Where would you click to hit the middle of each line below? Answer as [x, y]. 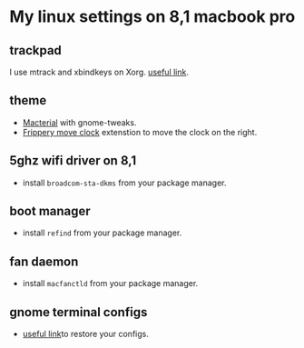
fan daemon [44, 261]
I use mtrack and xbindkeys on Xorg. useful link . [99, 72]
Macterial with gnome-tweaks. [79, 122]
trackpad [35, 50]
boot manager [50, 211]
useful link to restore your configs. [86, 334]
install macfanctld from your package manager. [110, 283]
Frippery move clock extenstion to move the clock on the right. [140, 132]
